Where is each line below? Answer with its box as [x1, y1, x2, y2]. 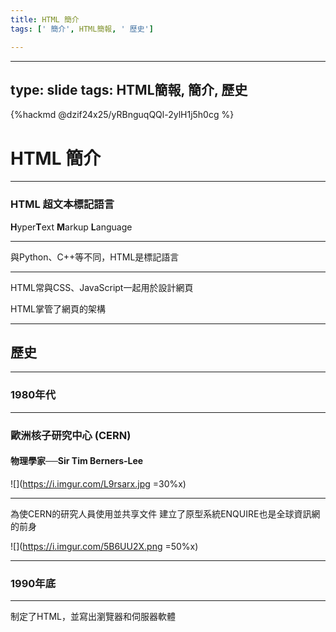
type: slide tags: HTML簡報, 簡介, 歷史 [10, 81, 248, 98]
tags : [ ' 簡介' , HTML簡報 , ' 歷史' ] [10, 24, 154, 34]
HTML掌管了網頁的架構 [10, 302, 107, 315]
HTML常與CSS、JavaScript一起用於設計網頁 [10, 281, 194, 293]
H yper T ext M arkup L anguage [10, 221, 133, 233]
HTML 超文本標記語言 [10, 197, 115, 211]
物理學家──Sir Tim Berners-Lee [10, 455, 144, 467]
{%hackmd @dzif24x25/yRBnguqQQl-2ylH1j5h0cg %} [10, 109, 235, 121]
